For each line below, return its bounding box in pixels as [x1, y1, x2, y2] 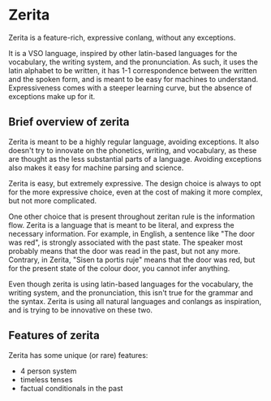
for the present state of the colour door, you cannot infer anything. [8, 263, 230, 273]
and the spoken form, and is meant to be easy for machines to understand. [8, 74, 258, 84]
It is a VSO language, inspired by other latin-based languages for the [8, 48, 238, 58]
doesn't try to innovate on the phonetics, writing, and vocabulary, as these [8, 145, 257, 155]
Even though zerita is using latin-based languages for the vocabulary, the [8, 279, 254, 289]
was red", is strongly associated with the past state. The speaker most [8, 238, 243, 247]
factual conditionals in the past [19, 383, 123, 393]
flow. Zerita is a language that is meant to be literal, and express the [8, 220, 234, 229]
